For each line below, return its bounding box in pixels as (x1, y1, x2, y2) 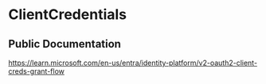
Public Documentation (8, 37, 122, 51)
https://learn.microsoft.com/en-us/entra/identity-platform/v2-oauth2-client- (8, 58, 257, 67)
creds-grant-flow (8, 67, 65, 76)
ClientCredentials (8, 6, 127, 24)
